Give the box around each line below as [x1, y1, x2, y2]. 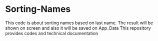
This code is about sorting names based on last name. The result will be [5, 20, 153, 26]
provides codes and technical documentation [5, 30, 98, 36]
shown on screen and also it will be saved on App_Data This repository [5, 25, 151, 31]
